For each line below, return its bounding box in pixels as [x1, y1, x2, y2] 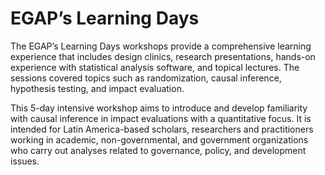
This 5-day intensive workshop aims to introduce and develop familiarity [10, 102, 308, 114]
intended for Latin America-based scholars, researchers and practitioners [10, 123, 314, 135]
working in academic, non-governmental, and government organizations [10, 133, 309, 146]
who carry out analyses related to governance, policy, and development [10, 144, 307, 156]
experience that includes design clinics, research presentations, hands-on [10, 50, 316, 62]
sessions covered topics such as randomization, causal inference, [10, 72, 282, 84]
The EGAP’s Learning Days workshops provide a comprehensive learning [10, 40, 312, 52]
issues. [10, 155, 40, 167]
